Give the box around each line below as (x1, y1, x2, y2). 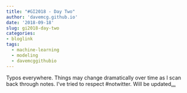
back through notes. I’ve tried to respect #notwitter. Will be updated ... (6, 80, 176, 87)
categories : (6, 31, 36, 36)
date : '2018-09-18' (6, 19, 54, 25)
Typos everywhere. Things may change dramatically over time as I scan (6, 74, 182, 81)
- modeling (11, 52, 38, 58)
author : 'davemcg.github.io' (6, 14, 78, 20)
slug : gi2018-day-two (6, 25, 60, 31)
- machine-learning (11, 47, 60, 53)
